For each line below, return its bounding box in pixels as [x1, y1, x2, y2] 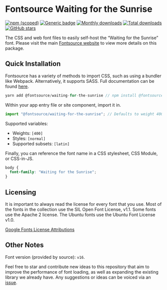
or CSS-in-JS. [5, 155, 34, 162]
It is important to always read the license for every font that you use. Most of [5, 201, 162, 207]
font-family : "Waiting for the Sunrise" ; [9, 170, 97, 174]
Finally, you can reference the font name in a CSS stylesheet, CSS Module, [5, 150, 158, 156]
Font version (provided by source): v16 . [5, 254, 85, 260]
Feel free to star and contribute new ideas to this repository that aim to [5, 264, 150, 270]
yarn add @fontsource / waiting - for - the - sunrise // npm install [5, 93, 137, 98]
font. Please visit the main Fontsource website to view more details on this [5, 40, 157, 46]
